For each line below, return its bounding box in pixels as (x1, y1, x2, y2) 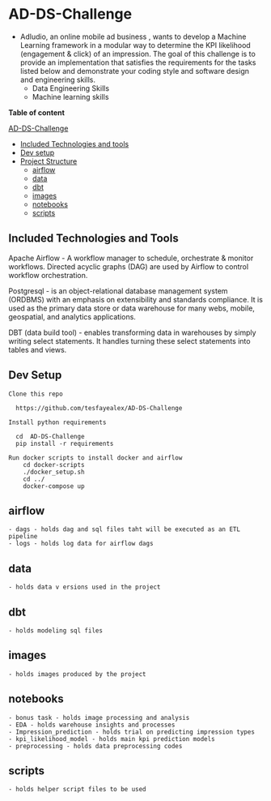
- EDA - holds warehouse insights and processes (8, 721, 176, 729)
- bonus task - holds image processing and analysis (8, 713, 190, 722)
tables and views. (8, 345, 67, 354)
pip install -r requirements (15, 439, 114, 448)
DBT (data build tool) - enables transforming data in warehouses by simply (8, 328, 256, 337)
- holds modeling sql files (8, 627, 104, 635)
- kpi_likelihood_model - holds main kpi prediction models (8, 735, 216, 743)
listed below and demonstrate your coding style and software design (19, 66, 249, 75)
